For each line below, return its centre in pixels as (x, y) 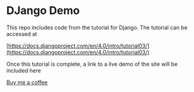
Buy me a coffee (27, 82)
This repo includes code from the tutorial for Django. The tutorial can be (97, 27)
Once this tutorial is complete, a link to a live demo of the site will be (92, 64)
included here (24, 70)
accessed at (22, 34)
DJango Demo (43, 11)
